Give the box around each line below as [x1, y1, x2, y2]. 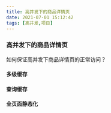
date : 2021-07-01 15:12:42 [6, 14, 74, 20]
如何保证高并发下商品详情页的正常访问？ [6, 55, 106, 63]
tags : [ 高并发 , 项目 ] [6, 20, 53, 26]
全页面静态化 [6, 100, 38, 108]
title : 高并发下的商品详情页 [6, 8, 70, 15]
